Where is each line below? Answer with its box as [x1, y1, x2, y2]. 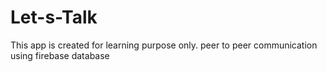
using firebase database [10, 49, 110, 61]
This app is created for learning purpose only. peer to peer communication [10, 39, 318, 51]
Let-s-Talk [10, 6, 98, 29]
